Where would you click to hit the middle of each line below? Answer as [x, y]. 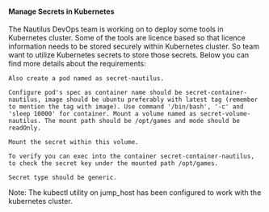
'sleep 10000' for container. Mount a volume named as [103, 114]
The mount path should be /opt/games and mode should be [142, 121]
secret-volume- [225, 114]
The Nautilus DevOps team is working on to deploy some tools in [116, 29]
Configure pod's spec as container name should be [95, 93]
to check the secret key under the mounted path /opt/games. [113, 163]
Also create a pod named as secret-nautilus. [86, 78]
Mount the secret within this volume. [74, 142]
